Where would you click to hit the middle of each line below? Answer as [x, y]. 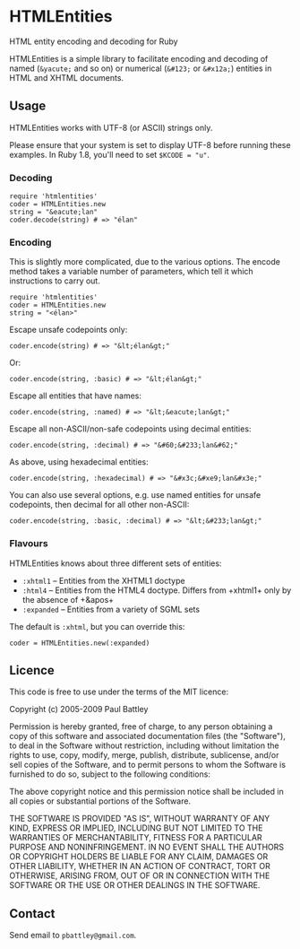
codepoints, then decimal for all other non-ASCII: [99, 505]
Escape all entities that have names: [75, 396]
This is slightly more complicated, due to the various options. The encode [145, 262]
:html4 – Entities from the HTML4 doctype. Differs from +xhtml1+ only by [157, 590]
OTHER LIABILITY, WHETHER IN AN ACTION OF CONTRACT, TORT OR [140, 866]
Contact [32, 914]
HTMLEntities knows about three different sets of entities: [116, 563]
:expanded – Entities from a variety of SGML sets [111, 609]
